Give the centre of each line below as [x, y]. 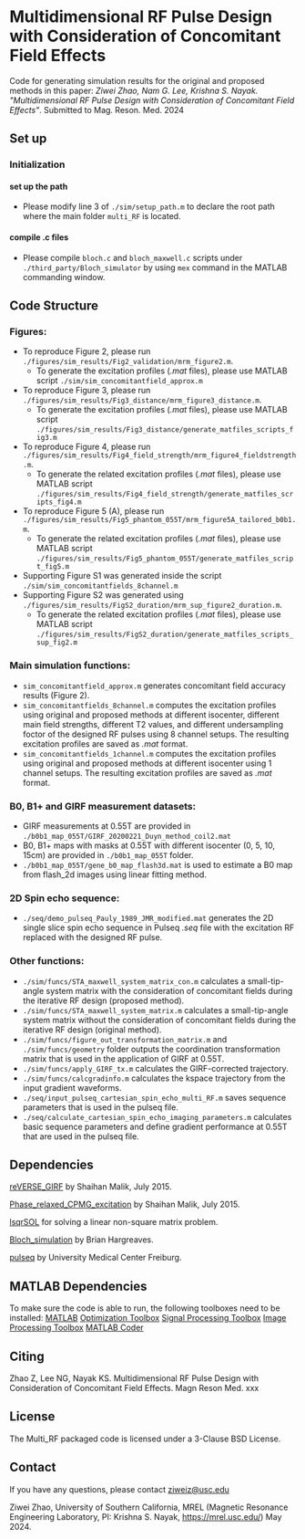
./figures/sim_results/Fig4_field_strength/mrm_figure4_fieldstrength [159, 455]
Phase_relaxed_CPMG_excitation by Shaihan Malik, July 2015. [125, 1204]
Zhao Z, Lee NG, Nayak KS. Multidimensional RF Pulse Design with [134, 1378]
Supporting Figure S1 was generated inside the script [122, 576]
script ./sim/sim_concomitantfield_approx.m [119, 381]
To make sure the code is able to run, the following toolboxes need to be [145, 1308]
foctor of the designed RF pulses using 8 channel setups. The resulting [156, 734]
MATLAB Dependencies [78, 1286]
